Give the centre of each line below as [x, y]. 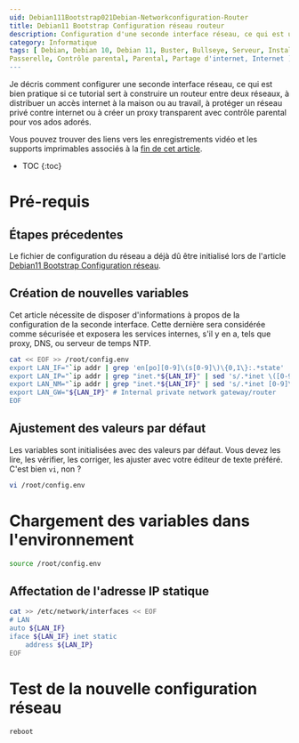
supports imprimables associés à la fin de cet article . [106, 149]
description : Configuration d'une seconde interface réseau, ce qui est [147, 34]
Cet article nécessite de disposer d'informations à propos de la [125, 315]
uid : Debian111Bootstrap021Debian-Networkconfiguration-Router [129, 17]
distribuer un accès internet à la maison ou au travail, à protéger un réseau [146, 103]
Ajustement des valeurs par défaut [108, 428]
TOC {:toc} [42, 166]
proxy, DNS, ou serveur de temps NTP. [80, 343]
